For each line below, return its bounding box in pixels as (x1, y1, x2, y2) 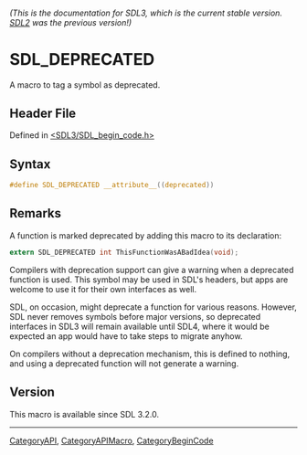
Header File (9, 105, 77, 121)
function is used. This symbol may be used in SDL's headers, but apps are (9, 274, 289, 285)
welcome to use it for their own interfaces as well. (9, 283, 197, 294)
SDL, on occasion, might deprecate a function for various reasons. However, (9, 302, 297, 312)
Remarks (9, 206, 62, 221)
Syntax (9, 156, 51, 172)
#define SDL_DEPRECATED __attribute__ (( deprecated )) (9, 181, 215, 190)
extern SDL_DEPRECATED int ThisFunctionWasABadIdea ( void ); (9, 248, 239, 257)
